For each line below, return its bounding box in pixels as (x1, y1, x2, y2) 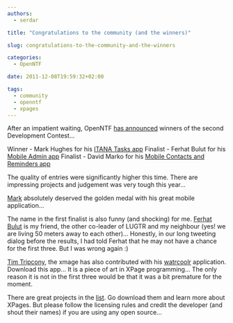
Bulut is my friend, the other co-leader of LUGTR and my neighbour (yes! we (7, 222, 226, 231)
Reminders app (7, 160, 51, 168)
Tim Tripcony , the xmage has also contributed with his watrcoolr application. (7, 258, 227, 266)
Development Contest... (7, 131, 75, 140)
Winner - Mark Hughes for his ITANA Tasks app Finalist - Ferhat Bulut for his (7, 145, 226, 154)
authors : (7, 10, 33, 17)
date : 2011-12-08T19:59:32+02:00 (7, 74, 104, 81)
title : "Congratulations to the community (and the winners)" (7, 29, 191, 36)
